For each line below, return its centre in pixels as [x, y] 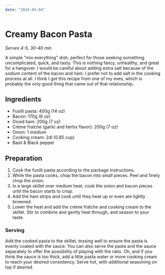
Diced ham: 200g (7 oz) [36, 122]
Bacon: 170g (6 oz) [31, 116]
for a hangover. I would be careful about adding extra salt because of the [80, 68]
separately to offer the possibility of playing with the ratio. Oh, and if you [79, 252]
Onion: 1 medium [29, 132]
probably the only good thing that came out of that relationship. [70, 84]
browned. [22, 202]
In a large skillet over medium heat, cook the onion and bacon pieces [82, 186]
